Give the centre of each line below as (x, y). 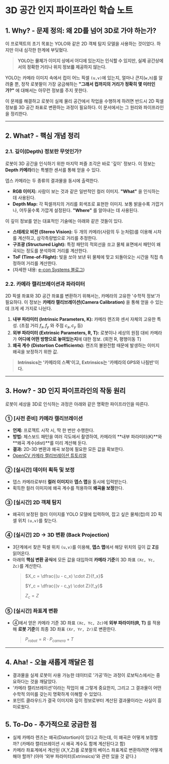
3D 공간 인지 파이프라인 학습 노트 (69, 10)
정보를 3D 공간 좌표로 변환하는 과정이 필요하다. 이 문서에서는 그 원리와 (74, 107)
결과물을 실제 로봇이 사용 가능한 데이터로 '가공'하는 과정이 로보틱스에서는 (83, 675)
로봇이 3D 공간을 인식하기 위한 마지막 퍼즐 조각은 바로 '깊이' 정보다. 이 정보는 (80, 163)
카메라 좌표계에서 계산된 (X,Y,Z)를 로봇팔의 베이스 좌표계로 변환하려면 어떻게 (87, 750)
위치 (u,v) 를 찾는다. (38, 521)
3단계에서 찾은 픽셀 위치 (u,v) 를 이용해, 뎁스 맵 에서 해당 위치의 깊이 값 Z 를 (86, 547)
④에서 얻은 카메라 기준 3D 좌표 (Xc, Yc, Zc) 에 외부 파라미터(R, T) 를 (82, 623)
